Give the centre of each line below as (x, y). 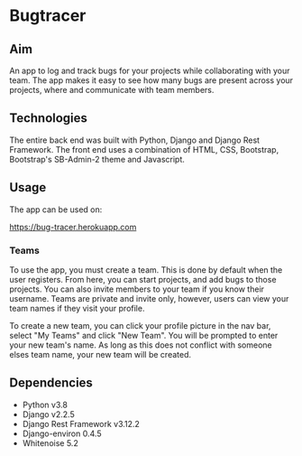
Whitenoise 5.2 (50, 442)
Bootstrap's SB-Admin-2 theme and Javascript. (97, 159)
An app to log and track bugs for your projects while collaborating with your (150, 70)
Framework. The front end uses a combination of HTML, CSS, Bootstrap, (144, 149)
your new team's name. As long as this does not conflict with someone (141, 345)
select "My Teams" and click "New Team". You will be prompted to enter (144, 335)
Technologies (49, 118)
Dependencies (51, 383)
